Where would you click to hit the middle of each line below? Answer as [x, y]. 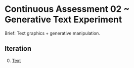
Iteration [18, 49]
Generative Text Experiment [63, 19]
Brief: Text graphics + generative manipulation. [52, 33]
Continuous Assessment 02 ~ [67, 9]
